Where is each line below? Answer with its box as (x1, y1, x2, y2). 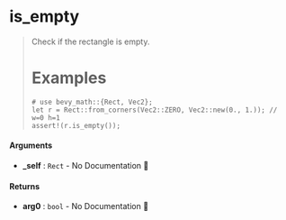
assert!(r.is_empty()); (31, 121, 121, 130)
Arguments (9, 140, 53, 151)
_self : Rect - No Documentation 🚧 (22, 160, 149, 171)
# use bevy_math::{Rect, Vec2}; (31, 97, 153, 106)
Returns (9, 180, 40, 191)
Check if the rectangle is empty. (31, 36, 150, 47)
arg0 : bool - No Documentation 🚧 (22, 201, 149, 212)
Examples (31, 68, 107, 88)
